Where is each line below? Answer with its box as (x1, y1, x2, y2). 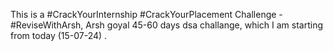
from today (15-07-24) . (10, 30, 108, 41)
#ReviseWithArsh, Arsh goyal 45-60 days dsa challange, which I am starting (10, 19, 324, 31)
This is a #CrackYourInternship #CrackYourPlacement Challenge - (10, 9, 283, 20)
